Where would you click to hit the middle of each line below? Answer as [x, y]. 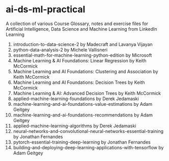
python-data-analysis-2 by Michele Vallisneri [60, 50]
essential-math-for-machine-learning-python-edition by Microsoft [82, 55]
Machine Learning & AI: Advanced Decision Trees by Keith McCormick [87, 93]
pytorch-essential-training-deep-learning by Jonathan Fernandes [82, 142]
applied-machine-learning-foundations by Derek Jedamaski [76, 99]
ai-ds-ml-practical [46, 9]
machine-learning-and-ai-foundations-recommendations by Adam [83, 115]
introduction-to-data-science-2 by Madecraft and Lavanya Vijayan [83, 44]
